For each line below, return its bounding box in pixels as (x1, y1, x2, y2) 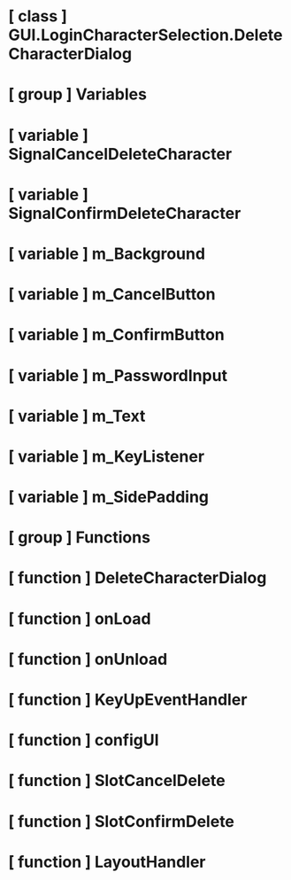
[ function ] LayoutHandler (8, 852, 206, 872)
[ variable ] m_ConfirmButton (8, 325, 225, 345)
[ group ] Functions (8, 527, 151, 548)
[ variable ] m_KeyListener (8, 446, 205, 466)
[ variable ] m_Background (8, 244, 205, 263)
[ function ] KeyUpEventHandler (8, 689, 248, 710)
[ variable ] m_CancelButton (8, 284, 216, 305)
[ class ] (8, 6, 68, 27)
